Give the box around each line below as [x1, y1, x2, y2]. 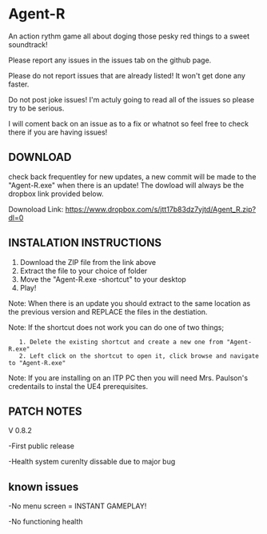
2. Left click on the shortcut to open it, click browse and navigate [18, 351, 260, 360]
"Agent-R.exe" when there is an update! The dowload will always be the [8, 180, 245, 190]
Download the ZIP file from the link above [19, 257, 157, 267]
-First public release [8, 441, 74, 451]
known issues [8, 480, 79, 493]
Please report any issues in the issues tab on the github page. [8, 55, 212, 65]
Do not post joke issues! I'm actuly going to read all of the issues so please [8, 94, 254, 104]
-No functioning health [8, 517, 83, 527]
